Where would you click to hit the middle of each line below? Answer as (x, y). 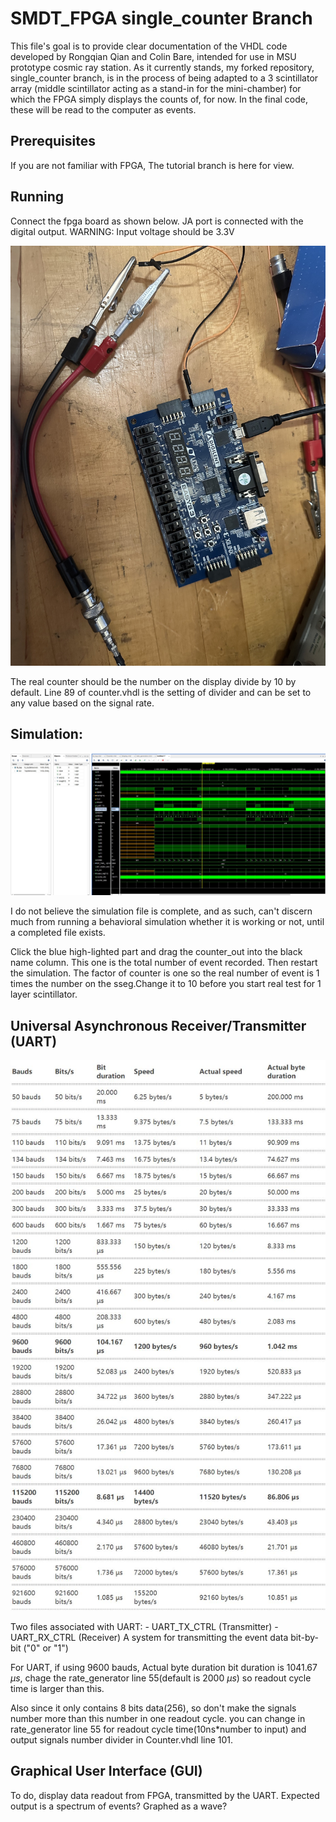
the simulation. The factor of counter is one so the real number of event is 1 (165, 973)
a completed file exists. (58, 933)
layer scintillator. (44, 994)
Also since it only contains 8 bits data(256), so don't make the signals (153, 1708)
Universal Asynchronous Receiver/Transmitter (158, 1025)
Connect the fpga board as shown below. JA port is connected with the (157, 221)
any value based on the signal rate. (82, 703)
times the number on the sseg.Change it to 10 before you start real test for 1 (166, 984)
